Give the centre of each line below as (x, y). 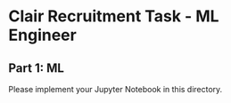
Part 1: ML (36, 68)
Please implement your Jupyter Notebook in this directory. (115, 89)
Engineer (42, 35)
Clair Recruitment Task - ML (114, 16)
